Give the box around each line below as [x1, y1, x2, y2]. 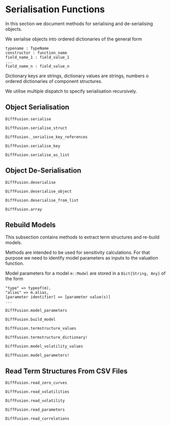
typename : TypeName [5, 46, 50, 51]
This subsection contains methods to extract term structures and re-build [5, 234, 160, 240]
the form [5, 275, 23, 282]
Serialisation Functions [5, 4, 105, 15]
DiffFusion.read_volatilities [5, 389, 70, 395]
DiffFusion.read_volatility [5, 398, 65, 403]
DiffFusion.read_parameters [5, 407, 65, 413]
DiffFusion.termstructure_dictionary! [5, 335, 88, 340]
